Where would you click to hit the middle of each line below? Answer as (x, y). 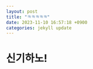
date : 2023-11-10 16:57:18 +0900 (47, 22)
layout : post (22, 11)
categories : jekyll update (39, 28)
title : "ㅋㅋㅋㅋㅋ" (28, 17)
